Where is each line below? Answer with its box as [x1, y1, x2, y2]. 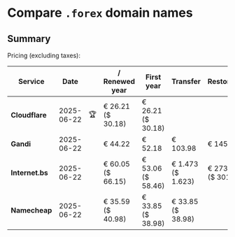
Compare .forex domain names [7, 5, 194, 21]
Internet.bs [10, 168, 49, 178]
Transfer [171, 77, 201, 86]
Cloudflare [10, 110, 47, 120]
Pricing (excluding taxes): [7, 51, 81, 59]
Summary [7, 33, 51, 45]
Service [18, 77, 45, 86]
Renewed [103, 77, 135, 86]
